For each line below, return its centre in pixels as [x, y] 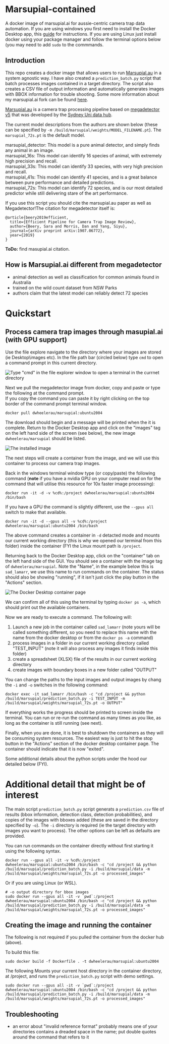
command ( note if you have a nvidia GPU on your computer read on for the [83, 478]
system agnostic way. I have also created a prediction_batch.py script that [83, 78]
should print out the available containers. [48, 607]
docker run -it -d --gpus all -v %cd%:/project [56, 521]
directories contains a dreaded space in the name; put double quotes [84, 1032]
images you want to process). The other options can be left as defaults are [83, 830]
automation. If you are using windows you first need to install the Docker [80, 28]
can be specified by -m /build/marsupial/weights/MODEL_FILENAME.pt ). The [83, 130]
